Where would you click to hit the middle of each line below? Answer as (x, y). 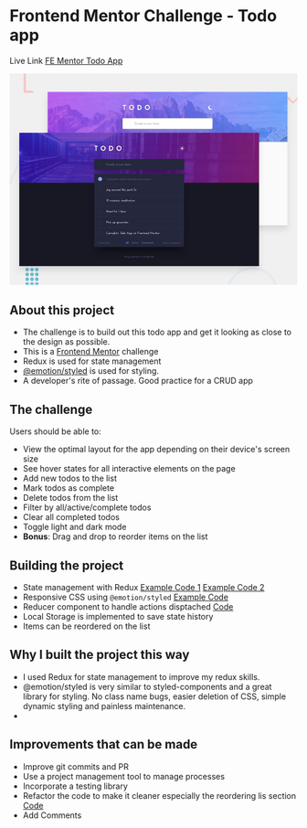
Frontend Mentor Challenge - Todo (143, 16)
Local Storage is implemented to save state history (118, 616)
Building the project (67, 565)
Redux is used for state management (92, 361)
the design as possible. (66, 342)
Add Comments (52, 815)
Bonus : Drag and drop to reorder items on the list (115, 536)
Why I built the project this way (100, 655)
